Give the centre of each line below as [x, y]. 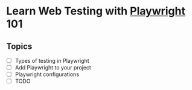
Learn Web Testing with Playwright [96, 11]
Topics [19, 46]
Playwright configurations [47, 74]
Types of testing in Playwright [52, 61]
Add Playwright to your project [53, 68]
